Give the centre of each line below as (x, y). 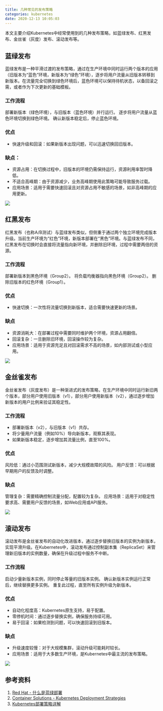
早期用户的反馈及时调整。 (31, 471)
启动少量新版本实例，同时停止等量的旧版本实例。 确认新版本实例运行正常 (78, 579)
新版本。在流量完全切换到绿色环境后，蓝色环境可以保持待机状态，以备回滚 (79, 81)
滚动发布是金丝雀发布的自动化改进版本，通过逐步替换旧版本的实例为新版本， (81, 541)
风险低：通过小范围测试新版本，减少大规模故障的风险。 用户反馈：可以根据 (80, 465)
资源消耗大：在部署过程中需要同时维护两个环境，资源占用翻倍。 (76, 333)
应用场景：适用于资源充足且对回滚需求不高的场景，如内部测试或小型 (80, 345)
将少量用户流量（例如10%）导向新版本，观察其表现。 (65, 433)
